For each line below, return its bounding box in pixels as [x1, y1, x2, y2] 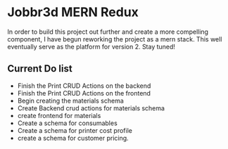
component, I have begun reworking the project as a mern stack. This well [7, 34, 222, 43]
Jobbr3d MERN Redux [7, 4, 139, 20]
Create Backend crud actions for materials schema [17, 103, 165, 112]
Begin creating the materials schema [17, 96, 125, 105]
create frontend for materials [17, 111, 101, 119]
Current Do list [7, 63, 72, 74]
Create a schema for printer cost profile [17, 126, 132, 134]
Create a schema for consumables [17, 119, 118, 127]
